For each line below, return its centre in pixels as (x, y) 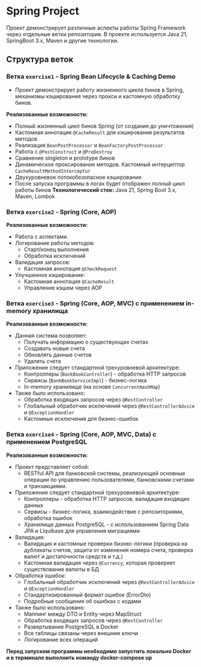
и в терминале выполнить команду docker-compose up (79, 657)
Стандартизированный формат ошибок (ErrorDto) (87, 595)
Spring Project (43, 11)
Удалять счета (42, 361)
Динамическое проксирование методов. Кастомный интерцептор (100, 164)
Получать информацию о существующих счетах (86, 342)
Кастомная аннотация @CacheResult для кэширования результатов (100, 132)
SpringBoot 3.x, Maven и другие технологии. (62, 40)
